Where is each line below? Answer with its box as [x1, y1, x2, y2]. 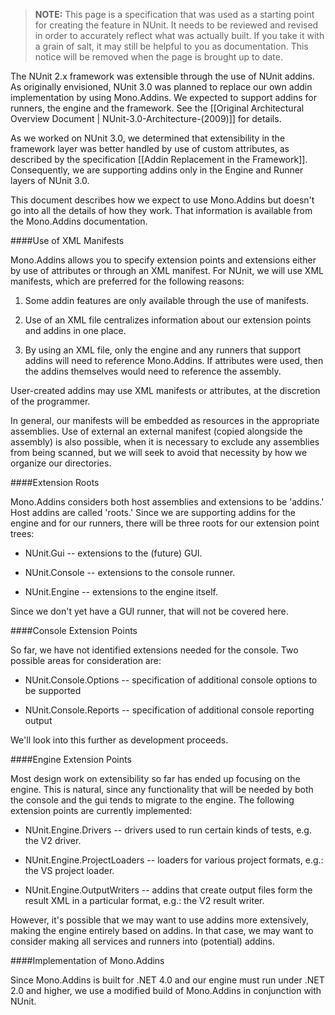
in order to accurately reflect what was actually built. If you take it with [34, 30, 325, 41]
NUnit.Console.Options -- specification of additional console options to [24, 674, 318, 686]
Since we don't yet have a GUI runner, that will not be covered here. [10, 605, 289, 617]
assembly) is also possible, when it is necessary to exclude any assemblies [10, 436, 320, 448]
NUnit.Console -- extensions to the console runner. [24, 567, 236, 578]
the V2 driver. [24, 835, 82, 846]
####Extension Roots [10, 477, 100, 488]
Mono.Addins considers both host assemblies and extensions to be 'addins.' [10, 496, 325, 508]
